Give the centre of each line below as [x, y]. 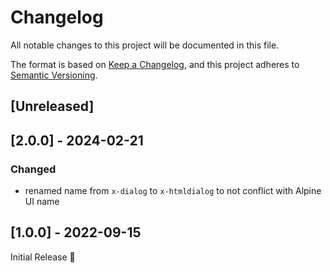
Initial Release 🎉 [43, 257]
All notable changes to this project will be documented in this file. [145, 45]
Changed [33, 169]
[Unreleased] [52, 106]
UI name [42, 202]
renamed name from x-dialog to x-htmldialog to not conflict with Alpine [173, 191]
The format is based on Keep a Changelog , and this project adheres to [155, 64]
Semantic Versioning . [54, 75]
